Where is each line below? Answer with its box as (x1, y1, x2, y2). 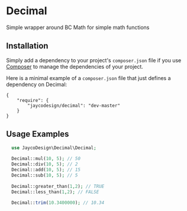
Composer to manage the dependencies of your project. (6, 63, 144, 70)
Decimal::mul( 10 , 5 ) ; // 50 (11, 156, 81, 162)
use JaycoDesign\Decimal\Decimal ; (11, 145, 96, 151)
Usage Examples (6, 129, 69, 139)
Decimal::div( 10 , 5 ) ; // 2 (11, 161, 78, 167)
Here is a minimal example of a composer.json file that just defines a (6, 74, 171, 81)
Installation (6, 41, 49, 51)
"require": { (17, 97, 49, 103)
